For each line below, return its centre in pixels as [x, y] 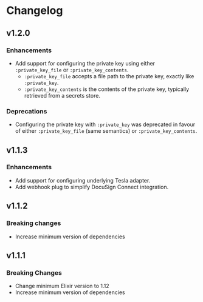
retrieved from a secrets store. [62, 95]
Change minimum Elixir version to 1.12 [62, 286]
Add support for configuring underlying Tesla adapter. [83, 180]
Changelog [35, 11]
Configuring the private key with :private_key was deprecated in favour [105, 124]
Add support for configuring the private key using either [85, 63]
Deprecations [27, 111]
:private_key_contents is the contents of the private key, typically [107, 89]
